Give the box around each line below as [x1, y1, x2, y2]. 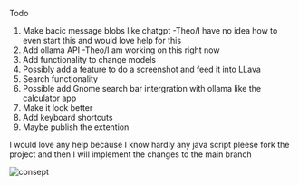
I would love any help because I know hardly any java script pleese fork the [9, 140, 290, 150]
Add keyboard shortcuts [22, 113, 113, 122]
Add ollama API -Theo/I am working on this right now [22, 44, 220, 55]
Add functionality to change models [22, 54, 157, 64]
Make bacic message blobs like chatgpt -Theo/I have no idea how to [22, 25, 278, 35]
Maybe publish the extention [22, 122, 130, 132]
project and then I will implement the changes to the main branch [9, 149, 252, 160]
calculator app [22, 93, 77, 103]
